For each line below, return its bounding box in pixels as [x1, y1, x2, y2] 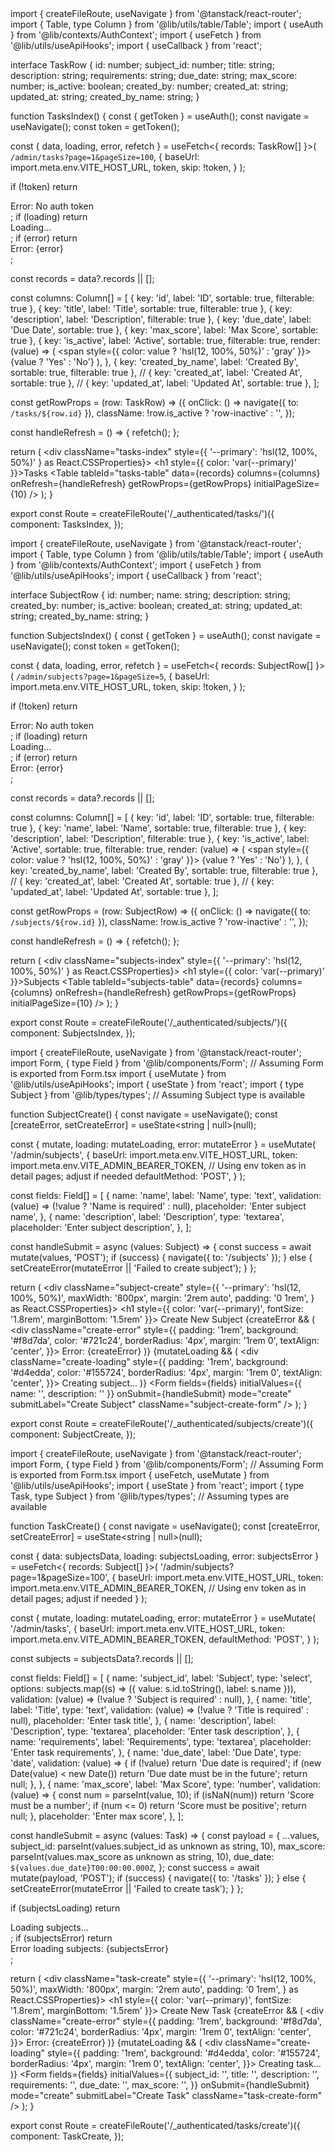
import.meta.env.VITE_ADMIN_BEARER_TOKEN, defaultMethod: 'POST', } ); [10, 1633, 320, 1645]
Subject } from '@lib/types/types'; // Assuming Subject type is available [10, 1089, 306, 1101]
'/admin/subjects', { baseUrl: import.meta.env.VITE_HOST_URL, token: [10, 1149, 298, 1161]
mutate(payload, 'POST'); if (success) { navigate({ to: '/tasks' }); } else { [10, 1872, 307, 1884]
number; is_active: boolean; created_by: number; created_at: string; [10, 80, 289, 92]
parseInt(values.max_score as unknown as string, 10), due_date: [10, 1851, 275, 1862]
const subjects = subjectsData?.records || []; [10, 1653, 194, 1664]
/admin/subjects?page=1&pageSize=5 [16, 672, 165, 682]
